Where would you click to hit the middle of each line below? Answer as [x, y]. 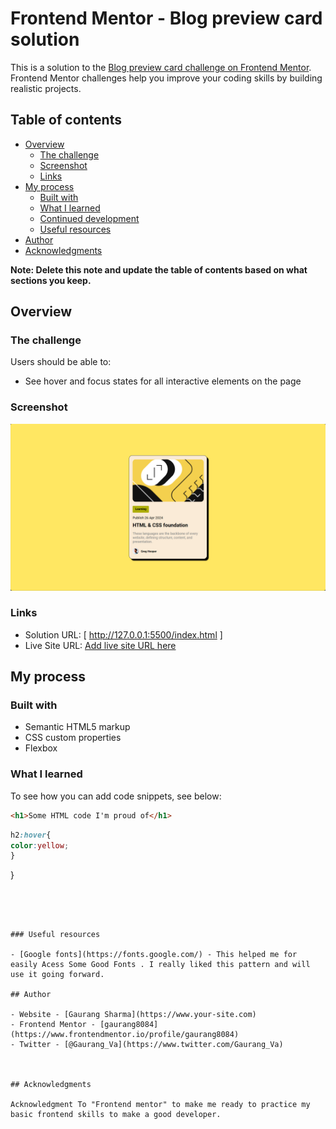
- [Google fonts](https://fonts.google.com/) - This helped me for [154, 955]
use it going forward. [57, 975]
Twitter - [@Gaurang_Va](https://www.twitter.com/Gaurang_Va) [151, 1045]
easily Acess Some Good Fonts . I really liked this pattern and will [160, 965]
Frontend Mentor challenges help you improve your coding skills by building [166, 78]
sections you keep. [51, 280]
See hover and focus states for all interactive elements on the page [163, 381]
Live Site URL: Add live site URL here [100, 645]
